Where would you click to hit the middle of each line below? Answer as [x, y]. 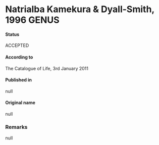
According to [19, 57]
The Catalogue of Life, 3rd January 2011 [47, 68]
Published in [18, 80]
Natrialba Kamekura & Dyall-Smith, [80, 9]
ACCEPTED [17, 45]
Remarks [16, 127]
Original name [20, 103]
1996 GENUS [32, 20]
